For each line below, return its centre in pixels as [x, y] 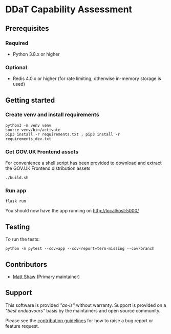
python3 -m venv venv [28, 125]
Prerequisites [27, 28]
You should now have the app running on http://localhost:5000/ [72, 211]
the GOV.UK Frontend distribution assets [48, 168]
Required [17, 43]
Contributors [26, 264]
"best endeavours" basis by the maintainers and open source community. [83, 310]
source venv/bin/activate [33, 130]
